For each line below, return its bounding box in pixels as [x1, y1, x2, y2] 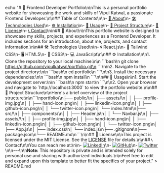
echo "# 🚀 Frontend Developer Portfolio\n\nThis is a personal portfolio [5, 5, 147, 10]
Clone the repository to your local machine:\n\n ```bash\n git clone [5, 58, 139, 64]
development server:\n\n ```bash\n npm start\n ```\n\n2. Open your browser [5, 79, 157, 85]
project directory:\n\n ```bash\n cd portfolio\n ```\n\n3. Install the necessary [5, 69, 157, 75]
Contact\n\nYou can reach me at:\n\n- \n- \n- [5, 143, 138, 148]
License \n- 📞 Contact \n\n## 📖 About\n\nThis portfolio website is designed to [5, 28, 160, 33]
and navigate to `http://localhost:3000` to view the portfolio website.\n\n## [5, 85, 157, 90]
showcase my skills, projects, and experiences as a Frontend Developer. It [5, 33, 156, 39]
